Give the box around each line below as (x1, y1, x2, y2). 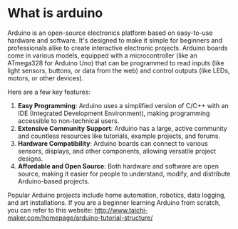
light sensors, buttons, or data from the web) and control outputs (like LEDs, (7, 66, 230, 75)
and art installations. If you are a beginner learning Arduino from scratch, (7, 198, 221, 207)
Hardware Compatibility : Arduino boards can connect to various (17, 139, 208, 147)
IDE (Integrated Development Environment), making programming (17, 109, 210, 117)
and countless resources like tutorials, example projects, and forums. (17, 132, 221, 140)
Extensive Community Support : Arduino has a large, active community (17, 124, 228, 132)
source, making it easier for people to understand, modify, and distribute (17, 169, 231, 178)
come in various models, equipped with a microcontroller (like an (7, 51, 198, 60)
